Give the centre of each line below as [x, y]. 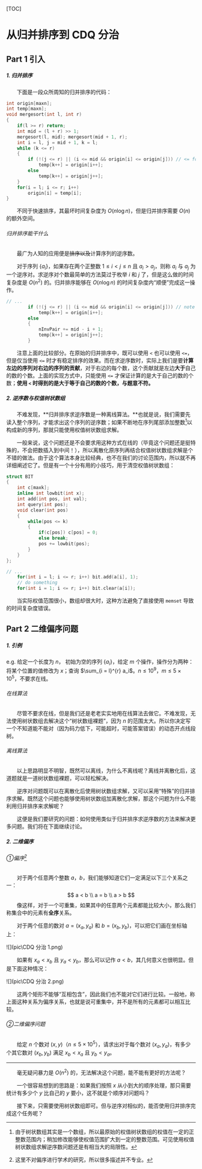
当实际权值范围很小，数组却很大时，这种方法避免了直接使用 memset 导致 [106, 601]
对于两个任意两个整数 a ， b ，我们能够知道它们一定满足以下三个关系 [100, 878]
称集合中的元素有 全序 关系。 [41, 913]
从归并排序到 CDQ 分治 [63, 35]
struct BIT [20, 477]
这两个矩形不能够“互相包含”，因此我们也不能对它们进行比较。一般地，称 [106, 994]
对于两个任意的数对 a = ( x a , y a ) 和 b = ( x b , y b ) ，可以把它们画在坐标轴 [102, 927]
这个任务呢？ [27, 1113]
